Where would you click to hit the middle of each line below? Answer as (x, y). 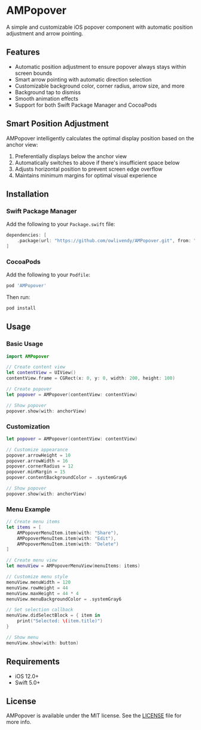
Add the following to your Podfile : (48, 275)
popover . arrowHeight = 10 (38, 455)
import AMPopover (28, 356)
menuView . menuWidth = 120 (38, 582)
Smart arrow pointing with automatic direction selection (83, 79)
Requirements (33, 662)
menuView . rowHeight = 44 (37, 588)
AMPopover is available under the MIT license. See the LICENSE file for (94, 716)
